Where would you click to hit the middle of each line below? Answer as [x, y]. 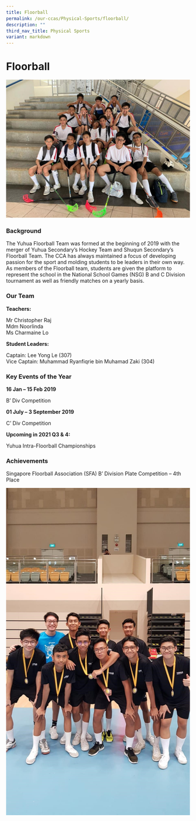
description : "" [26, 25]
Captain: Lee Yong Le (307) [39, 355]
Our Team [20, 296]
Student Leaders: [28, 344]
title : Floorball [27, 12]
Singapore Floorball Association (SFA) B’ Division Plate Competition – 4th [94, 474]
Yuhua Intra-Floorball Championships [51, 446]
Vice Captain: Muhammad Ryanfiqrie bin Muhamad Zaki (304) [80, 361]
